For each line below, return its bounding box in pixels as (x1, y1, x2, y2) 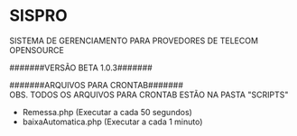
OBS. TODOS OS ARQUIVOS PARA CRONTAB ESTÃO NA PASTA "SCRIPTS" (9, 89, 289, 100)
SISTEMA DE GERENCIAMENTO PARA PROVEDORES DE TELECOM (9, 35, 259, 46)
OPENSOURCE (9, 44, 65, 55)
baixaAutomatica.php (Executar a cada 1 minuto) (22, 116, 203, 127)
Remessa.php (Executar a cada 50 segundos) (22, 106, 192, 117)
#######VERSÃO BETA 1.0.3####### (9, 62, 153, 73)
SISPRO (9, 5, 68, 26)
